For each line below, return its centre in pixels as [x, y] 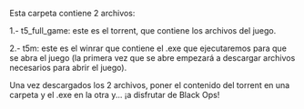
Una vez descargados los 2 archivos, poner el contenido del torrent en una [150, 85]
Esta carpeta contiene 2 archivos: [72, 13]
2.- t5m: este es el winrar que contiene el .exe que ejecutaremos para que [148, 48]
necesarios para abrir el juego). [68, 68]
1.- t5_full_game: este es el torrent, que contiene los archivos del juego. [143, 30]
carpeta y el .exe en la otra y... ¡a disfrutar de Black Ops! [115, 95]
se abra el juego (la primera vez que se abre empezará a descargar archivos [152, 58]
